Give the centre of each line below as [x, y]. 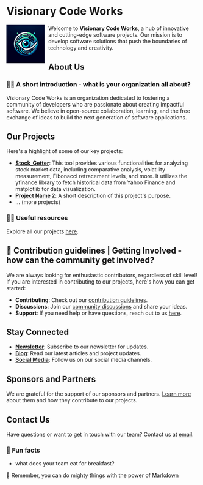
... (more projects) [38, 202]
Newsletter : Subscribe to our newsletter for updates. [82, 347]
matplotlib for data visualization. [55, 189]
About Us [66, 67]
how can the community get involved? [80, 261]
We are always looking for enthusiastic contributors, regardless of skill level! [102, 275]
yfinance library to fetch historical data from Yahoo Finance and [95, 182]
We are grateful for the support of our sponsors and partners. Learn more [99, 394]
